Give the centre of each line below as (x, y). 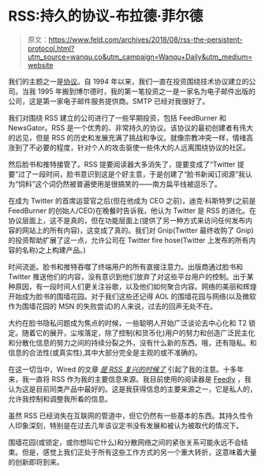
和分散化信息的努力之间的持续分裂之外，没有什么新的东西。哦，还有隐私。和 (132, 342)
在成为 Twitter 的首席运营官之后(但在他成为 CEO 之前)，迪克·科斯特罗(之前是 (132, 200)
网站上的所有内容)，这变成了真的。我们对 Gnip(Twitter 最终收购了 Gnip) (138, 230)
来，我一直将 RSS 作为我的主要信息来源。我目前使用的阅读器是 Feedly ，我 (130, 379)
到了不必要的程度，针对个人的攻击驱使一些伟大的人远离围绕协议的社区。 (132, 147)
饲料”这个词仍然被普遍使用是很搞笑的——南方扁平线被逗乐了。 (120, 184)
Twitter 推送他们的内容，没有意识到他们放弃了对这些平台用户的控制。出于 (127, 276)
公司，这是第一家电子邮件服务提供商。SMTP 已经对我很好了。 (109, 101)
